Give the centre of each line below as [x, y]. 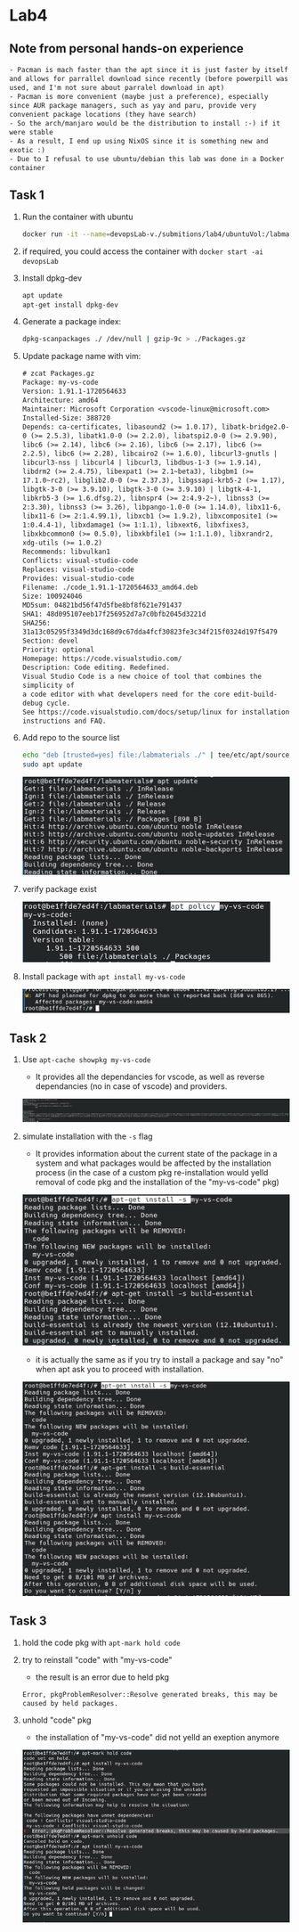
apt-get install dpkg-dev [70, 305]
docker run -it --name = [66, 234]
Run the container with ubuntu [77, 217]
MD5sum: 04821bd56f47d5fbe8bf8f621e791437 [102, 606]
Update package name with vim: [81, 356]
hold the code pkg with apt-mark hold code [101, 1642]
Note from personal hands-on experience [127, 49]
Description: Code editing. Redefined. [96, 668]
